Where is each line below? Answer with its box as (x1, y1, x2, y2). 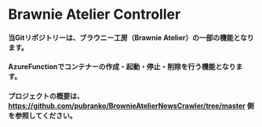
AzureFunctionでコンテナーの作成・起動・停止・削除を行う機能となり (8, 62, 237, 71)
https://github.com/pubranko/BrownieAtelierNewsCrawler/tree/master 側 (8, 100, 254, 111)
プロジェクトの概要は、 (8, 91, 84, 100)
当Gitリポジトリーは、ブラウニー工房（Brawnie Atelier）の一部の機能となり (8, 33, 255, 42)
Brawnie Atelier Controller (8, 5, 181, 24)
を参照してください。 (8, 111, 77, 120)
